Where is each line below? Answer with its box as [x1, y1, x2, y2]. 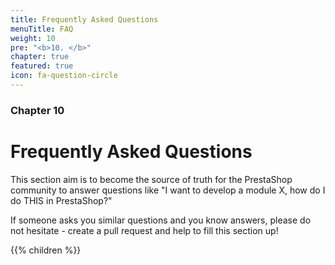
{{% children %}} [10, 244, 82, 256]
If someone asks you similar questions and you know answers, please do [10, 214, 312, 226]
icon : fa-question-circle [10, 71, 118, 81]
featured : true [10, 61, 74, 71]
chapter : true [10, 52, 70, 62]
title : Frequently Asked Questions [10, 14, 159, 25]
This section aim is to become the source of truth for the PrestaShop [10, 173, 293, 185]
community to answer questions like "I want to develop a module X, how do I [10, 184, 326, 196]
